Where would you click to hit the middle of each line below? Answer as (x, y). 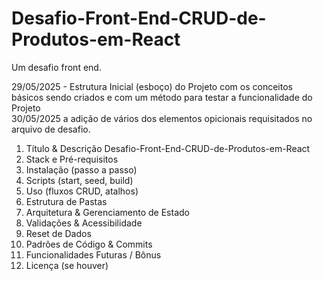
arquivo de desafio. (51, 129)
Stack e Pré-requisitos (72, 159)
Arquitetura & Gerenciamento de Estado (107, 212)
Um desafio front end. (56, 67)
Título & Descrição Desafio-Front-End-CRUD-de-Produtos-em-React (168, 148)
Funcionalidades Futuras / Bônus (93, 254)
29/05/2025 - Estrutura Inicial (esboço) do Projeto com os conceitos (152, 86)
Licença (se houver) (67, 265)
